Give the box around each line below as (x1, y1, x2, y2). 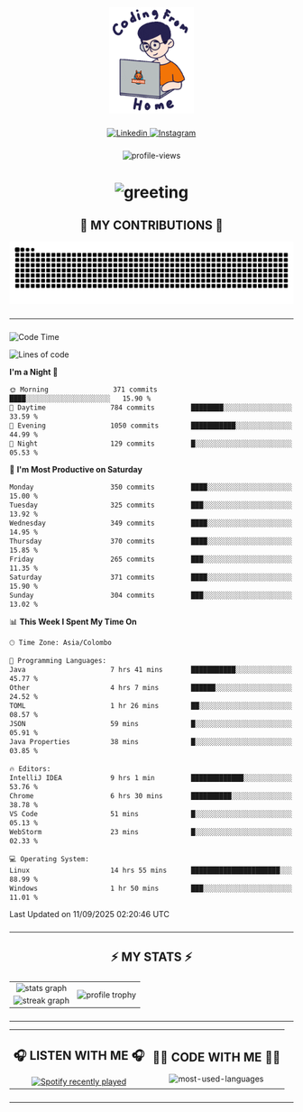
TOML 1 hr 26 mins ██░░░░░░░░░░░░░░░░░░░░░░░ (9, 701, 293, 710)
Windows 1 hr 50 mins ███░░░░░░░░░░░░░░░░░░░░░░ (9, 884, 293, 893)
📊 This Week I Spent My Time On (9, 616, 137, 627)
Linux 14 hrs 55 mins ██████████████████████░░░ (9, 866, 293, 875)
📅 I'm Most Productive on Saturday (9, 464, 142, 474)
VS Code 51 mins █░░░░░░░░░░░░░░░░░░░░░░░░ (9, 809, 293, 818)
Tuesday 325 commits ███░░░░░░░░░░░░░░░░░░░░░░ (9, 501, 293, 510)
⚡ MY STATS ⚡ (110, 950, 193, 965)
